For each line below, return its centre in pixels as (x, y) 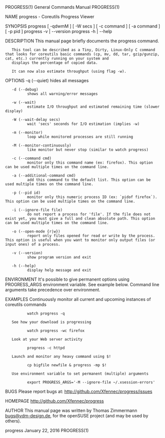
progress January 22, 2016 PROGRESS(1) (47, 430)
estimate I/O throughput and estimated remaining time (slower (93, 107)
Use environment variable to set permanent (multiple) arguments (80, 374)
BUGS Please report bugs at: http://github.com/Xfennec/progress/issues (79, 391)
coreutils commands (26, 305)
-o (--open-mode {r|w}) (36, 232)
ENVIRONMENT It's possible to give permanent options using (67, 279)
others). (13, 421)
